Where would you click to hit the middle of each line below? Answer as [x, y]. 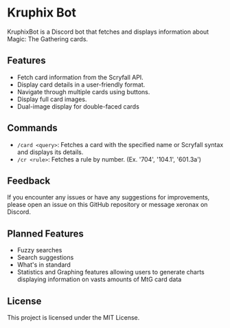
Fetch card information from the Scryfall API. [80, 77]
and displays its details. [50, 152]
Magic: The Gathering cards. [47, 39]
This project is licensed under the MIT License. [73, 317]
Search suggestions [45, 258]
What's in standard [44, 265]
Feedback [29, 181]
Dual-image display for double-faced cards [78, 106]
